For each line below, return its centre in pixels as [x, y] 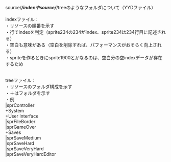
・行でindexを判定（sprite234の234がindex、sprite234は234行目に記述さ [83, 32]
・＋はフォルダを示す [28, 93]
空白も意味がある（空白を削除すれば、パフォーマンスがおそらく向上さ [83, 45]
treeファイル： [21, 80]
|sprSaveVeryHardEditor [31, 154]
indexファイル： [22, 19]
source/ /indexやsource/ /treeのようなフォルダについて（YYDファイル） [81, 7]
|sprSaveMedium [23, 138]
